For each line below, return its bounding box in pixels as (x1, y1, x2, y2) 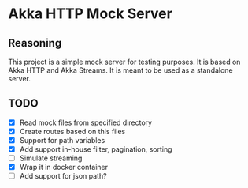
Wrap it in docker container (19, 163, 109, 172)
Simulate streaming (19, 153, 83, 163)
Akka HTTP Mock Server (8, 5, 173, 23)
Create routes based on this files (19, 126, 126, 136)
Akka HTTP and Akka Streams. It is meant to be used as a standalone (8, 66, 234, 75)
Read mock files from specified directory (19, 118, 152, 127)
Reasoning (8, 36, 62, 50)
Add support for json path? (19, 171, 108, 181)
